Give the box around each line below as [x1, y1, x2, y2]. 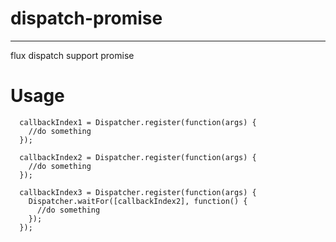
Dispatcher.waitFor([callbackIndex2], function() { [28, 196, 248, 206]
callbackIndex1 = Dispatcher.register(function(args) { [19, 117, 257, 127]
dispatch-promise [10, 7, 163, 30]
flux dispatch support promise [10, 49, 135, 61]
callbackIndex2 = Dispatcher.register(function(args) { [19, 152, 257, 162]
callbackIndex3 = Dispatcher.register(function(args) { [19, 187, 257, 197]
